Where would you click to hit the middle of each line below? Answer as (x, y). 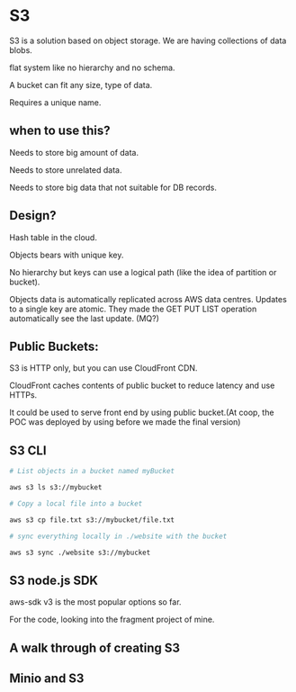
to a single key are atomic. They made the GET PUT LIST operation (133, 309)
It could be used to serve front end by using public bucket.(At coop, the (142, 413)
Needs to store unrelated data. (66, 170)
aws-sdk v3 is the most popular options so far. (95, 602)
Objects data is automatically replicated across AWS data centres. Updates (148, 299)
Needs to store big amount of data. (74, 152)
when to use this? (60, 131)
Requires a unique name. (55, 102)
